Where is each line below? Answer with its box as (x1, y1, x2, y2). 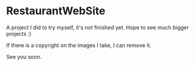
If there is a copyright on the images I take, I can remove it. (6, 42, 152, 49)
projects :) (6, 30, 32, 37)
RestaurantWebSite (6, 4, 106, 18)
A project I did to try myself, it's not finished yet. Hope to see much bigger (6, 24, 189, 31)
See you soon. (6, 53, 42, 60)
